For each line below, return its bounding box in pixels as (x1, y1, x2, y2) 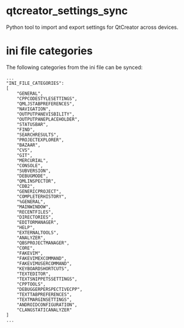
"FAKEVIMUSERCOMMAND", (16, 260, 72, 266)
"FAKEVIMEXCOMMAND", (16, 255, 67, 261)
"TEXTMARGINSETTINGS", (16, 296, 72, 303)
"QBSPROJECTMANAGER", (16, 240, 69, 246)
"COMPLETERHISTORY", (16, 193, 67, 200)
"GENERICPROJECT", (16, 188, 62, 194)
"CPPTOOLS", (16, 281, 46, 287)
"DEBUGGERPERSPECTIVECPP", (16, 286, 83, 292)
